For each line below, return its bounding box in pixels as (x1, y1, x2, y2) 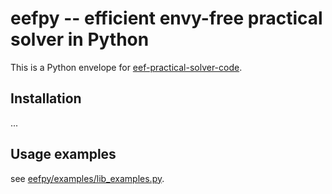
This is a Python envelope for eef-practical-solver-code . (10, 61, 243, 73)
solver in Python (10, 28, 150, 51)
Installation (10, 90, 82, 107)
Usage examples (10, 146, 117, 163)
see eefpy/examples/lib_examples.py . (10, 172, 165, 184)
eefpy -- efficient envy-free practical (10, 7, 323, 30)
